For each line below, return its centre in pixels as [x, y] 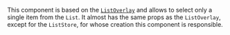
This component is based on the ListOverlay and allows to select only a [110, 10]
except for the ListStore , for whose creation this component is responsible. [115, 24]
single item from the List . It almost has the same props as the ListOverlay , [114, 17]
